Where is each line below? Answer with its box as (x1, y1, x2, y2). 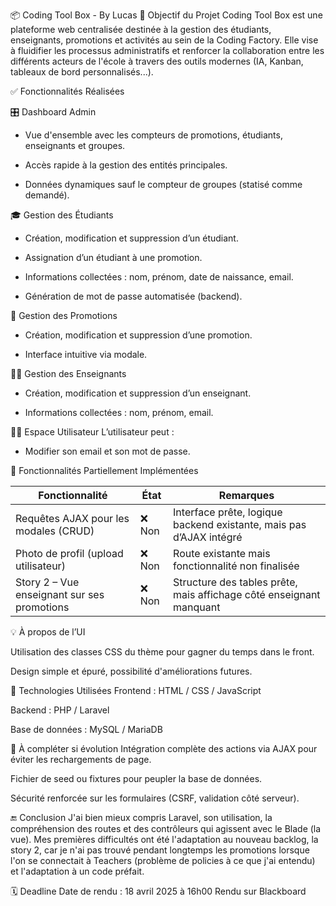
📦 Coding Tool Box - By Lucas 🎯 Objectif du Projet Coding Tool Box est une (10, 9, 323, 21)
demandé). (24, 189, 70, 201)
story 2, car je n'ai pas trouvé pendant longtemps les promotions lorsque (10, 844, 310, 856)
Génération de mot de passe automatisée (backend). (24, 290, 243, 302)
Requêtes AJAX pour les (15, 512, 130, 525)
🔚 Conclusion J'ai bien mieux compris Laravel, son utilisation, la (10, 812, 273, 823)
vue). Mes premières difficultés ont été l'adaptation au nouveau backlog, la (10, 834, 319, 845)
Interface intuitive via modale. (24, 349, 148, 360)
